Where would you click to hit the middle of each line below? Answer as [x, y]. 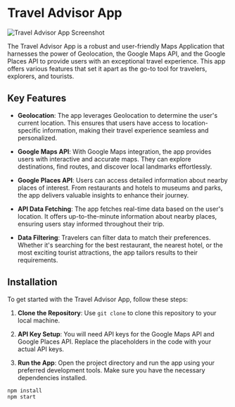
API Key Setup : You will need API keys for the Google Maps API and [116, 334]
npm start [22, 397]
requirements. [38, 260]
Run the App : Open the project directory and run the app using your [116, 363]
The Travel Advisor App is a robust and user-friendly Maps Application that [116, 46]
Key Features [37, 98]
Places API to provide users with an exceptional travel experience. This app [116, 61]
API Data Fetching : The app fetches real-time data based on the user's [120, 209]
